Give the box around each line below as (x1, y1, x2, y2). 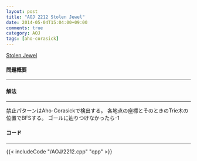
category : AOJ (6, 30, 41, 36)
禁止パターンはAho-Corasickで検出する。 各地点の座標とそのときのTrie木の (6, 107, 189, 114)
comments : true (6, 25, 43, 31)
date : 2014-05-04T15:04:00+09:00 (6, 19, 88, 25)
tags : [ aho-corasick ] (6, 36, 59, 42)
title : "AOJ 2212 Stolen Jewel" (6, 14, 85, 20)
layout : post (6, 8, 38, 15)
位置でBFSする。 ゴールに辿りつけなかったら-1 (6, 115, 120, 122)
